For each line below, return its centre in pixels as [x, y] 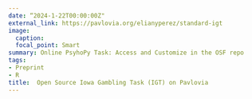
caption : [30, 38]
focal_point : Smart [48, 46]
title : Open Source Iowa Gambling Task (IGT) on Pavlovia [108, 82]
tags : [17, 61]
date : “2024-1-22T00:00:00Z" [57, 16]
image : [19, 30]
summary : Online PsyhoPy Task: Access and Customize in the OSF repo [126, 53]
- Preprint [26, 68]
